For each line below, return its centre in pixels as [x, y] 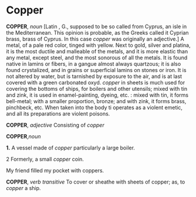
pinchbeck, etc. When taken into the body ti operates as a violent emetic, [94, 107]
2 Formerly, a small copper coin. [45, 159]
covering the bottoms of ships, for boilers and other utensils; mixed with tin [97, 89]
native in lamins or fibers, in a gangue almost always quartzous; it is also [94, 64]
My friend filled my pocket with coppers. [55, 170]
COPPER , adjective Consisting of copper [55, 125]
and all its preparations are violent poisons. [58, 113]
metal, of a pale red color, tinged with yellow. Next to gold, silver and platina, [98, 45]
